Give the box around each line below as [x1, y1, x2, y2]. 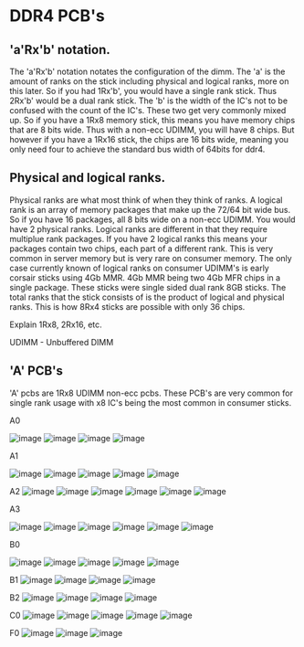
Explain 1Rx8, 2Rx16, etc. [9, 319, 102, 330]
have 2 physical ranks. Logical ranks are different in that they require [9, 223, 267, 234]
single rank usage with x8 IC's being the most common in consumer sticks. [9, 397, 292, 408]
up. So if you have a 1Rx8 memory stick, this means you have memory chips [9, 115, 296, 125]
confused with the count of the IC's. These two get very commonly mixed [9, 105, 287, 115]
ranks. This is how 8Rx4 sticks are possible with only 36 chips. [9, 301, 246, 312]
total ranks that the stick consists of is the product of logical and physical [9, 292, 285, 302]
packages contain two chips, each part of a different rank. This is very [9, 243, 274, 254]
